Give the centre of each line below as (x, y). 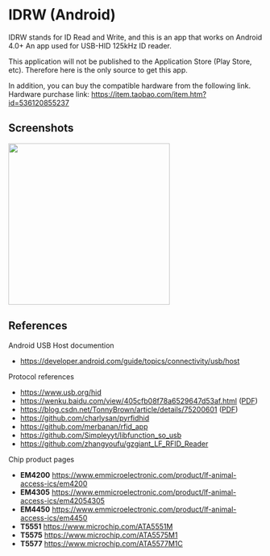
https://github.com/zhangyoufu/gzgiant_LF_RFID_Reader (114, 443)
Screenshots (41, 128)
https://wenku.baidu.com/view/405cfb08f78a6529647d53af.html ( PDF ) (139, 400)
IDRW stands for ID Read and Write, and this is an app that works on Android (135, 37)
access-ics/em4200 (54, 483)
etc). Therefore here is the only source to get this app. (98, 69)
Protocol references (42, 376)
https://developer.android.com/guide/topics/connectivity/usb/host (130, 361)
